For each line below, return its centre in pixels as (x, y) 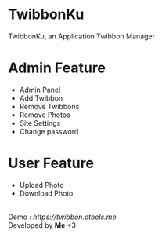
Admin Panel (40, 90)
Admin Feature (57, 68)
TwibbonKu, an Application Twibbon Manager (81, 36)
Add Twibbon (41, 98)
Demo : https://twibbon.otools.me (62, 217)
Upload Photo (41, 185)
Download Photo (46, 193)
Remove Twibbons (49, 106)
